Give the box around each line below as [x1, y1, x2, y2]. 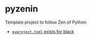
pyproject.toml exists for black [12, 28, 74, 34]
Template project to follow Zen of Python [5, 19, 87, 25]
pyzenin [5, 3, 38, 14]
